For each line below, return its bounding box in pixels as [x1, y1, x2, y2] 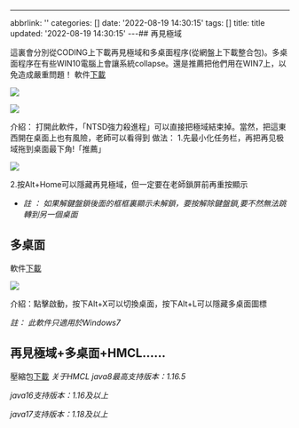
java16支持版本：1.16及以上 [10, 390, 109, 400]
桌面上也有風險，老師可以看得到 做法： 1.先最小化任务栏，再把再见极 [33, 132, 285, 143]
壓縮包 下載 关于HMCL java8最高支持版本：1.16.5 [10, 370, 186, 382]
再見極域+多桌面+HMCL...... [10, 345, 167, 361]
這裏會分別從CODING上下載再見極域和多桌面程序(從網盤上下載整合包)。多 [10, 47, 280, 58]
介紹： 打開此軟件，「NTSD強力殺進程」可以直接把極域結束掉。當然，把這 [10, 122, 279, 131]
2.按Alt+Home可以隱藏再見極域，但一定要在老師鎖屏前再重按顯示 [10, 179, 248, 189]
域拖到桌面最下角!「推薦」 [10, 144, 106, 154]
